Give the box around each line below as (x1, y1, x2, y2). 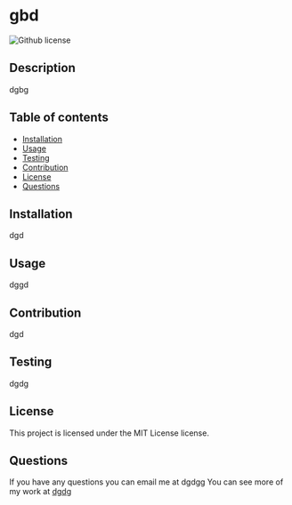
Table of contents (9, 110, 109, 125)
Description (9, 60, 76, 76)
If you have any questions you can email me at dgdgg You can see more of (9, 477, 284, 487)
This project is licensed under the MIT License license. (9, 428, 209, 438)
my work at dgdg (9, 486, 72, 497)
